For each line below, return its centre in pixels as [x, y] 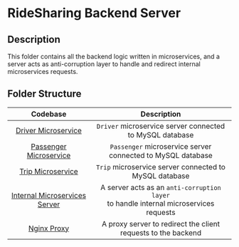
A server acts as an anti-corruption [161, 187]
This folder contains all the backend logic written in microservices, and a [114, 56]
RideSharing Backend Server [94, 13]
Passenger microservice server [161, 146]
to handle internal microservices [161, 203]
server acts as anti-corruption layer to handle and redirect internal [104, 64]
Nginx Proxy [49, 228]
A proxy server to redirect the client [161, 224]
